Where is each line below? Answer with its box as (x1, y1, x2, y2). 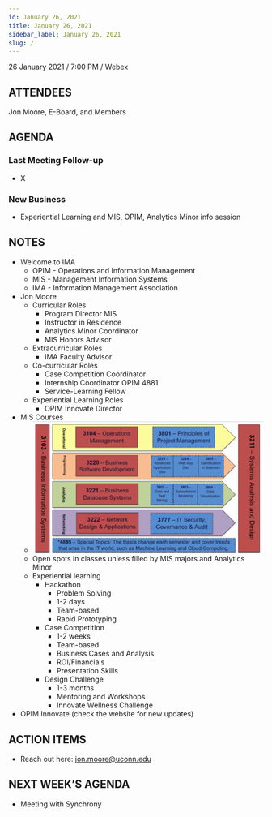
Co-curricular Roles (32, 360, 99, 370)
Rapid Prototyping (56, 614, 117, 624)
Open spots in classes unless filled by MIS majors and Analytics (32, 554, 245, 564)
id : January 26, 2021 (8, 13, 82, 21)
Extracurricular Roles (32, 343, 103, 353)
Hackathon (44, 580, 81, 590)
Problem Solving (56, 588, 112, 598)
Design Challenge (44, 674, 104, 685)
